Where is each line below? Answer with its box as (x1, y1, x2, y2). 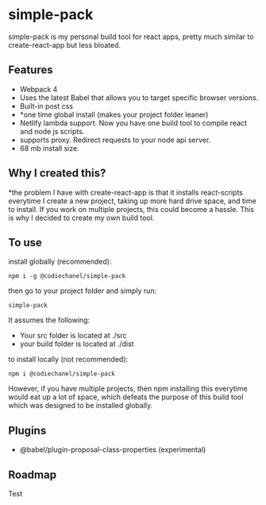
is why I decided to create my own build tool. (8, 213, 155, 222)
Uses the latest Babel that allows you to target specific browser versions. (19, 93, 259, 102)
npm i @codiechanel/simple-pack (8, 370, 115, 378)
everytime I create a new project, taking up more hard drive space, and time (8, 196, 256, 206)
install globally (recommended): (8, 256, 112, 267)
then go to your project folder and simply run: (8, 286, 157, 295)
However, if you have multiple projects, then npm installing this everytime (8, 384, 248, 394)
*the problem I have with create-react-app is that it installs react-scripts (8, 187, 244, 197)
